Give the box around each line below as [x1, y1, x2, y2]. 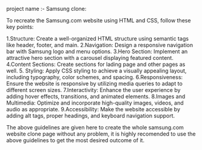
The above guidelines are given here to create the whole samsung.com [6, 124, 184, 131]
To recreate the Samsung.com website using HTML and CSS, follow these [6, 17, 191, 24]
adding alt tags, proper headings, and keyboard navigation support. [6, 112, 175, 119]
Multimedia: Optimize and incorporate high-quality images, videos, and [6, 99, 184, 106]
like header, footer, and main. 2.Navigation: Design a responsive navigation [6, 42, 194, 48]
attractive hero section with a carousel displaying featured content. [6, 54, 174, 61]
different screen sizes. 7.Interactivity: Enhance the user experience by [6, 86, 181, 93]
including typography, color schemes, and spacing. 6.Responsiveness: [6, 74, 183, 80]
